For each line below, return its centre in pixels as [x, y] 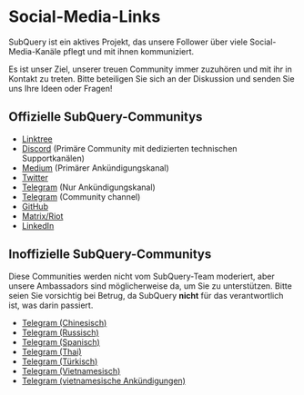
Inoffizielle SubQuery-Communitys [110, 255]
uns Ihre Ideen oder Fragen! [61, 88]
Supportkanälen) [53, 158]
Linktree [37, 139]
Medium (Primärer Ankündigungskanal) [95, 168]
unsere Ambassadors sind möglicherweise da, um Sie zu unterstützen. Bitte [150, 286]
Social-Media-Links [85, 17]
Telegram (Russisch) [60, 332]
